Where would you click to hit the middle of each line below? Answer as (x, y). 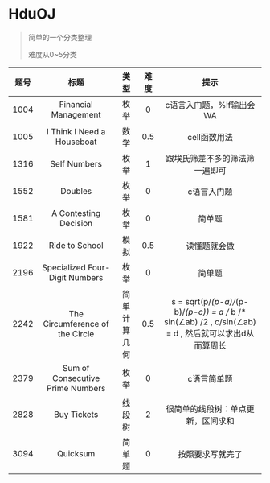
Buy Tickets (76, 414)
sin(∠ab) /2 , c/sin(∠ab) (211, 321)
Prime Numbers (76, 388)
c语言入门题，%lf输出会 (210, 105)
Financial (76, 104)
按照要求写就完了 (210, 454)
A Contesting (76, 213)
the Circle (76, 333)
